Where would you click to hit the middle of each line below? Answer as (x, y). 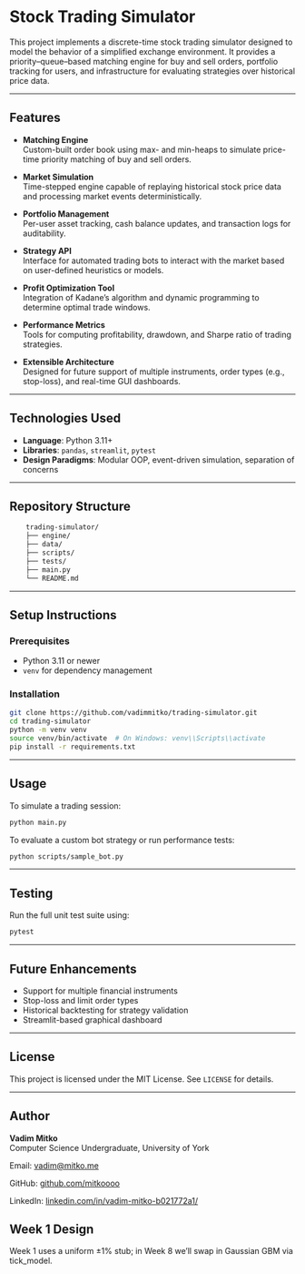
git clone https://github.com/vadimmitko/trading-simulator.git (133, 713)
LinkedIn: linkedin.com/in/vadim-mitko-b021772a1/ (104, 1200)
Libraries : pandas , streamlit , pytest (89, 450)
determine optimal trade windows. (87, 307)
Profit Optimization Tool (69, 288)
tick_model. (31, 1261)
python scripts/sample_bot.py (67, 856)
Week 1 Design (52, 1229)
